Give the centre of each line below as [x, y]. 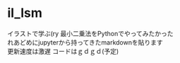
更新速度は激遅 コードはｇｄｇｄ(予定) [63, 51]
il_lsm [25, 13]
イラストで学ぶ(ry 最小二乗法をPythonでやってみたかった [90, 33]
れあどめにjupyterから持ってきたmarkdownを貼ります [85, 42]
